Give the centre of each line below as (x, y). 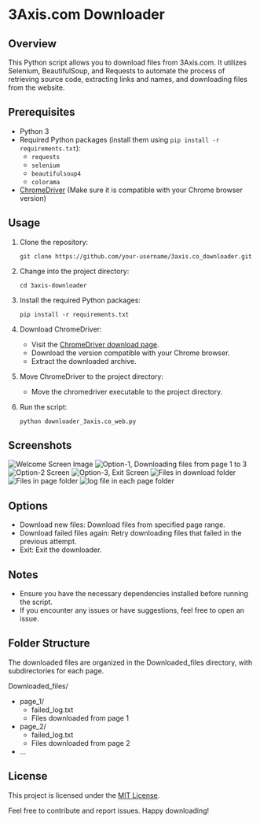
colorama (46, 182)
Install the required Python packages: (80, 300)
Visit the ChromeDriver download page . (95, 344)
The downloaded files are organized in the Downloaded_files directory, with (130, 662)
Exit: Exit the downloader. (60, 550)
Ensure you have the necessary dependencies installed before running (134, 594)
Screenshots (40, 445)
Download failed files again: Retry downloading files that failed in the (130, 533)
